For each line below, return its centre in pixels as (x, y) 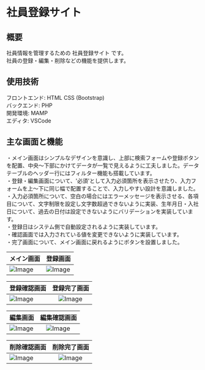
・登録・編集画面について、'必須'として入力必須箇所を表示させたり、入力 (99, 181)
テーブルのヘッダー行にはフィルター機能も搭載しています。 (81, 173)
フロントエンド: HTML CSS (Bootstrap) (56, 97)
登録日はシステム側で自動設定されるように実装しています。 (86, 227)
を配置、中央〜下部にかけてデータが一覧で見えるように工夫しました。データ (103, 165)
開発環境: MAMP (27, 113)
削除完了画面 (71, 347)
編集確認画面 (59, 317)
